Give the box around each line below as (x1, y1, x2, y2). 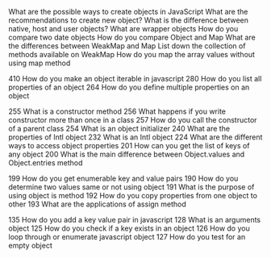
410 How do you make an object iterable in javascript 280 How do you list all (8, 74, 262, 83)
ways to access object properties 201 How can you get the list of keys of (8, 141, 250, 150)
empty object (8, 241, 52, 250)
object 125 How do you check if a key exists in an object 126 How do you (8, 223, 250, 233)
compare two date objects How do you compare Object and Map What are (8, 32, 256, 42)
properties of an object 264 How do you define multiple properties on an (8, 82, 250, 92)
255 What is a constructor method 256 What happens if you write (8, 106, 227, 116)
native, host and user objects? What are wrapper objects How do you (8, 24, 239, 33)
